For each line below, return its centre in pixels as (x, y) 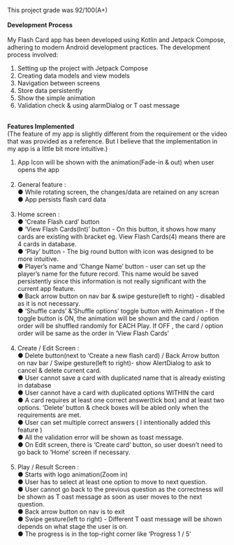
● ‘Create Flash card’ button (58, 222)
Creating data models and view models (74, 76)
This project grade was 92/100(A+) (58, 10)
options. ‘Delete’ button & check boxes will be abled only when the (113, 408)
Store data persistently (50, 91)
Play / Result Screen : (48, 467)
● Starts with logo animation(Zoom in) (72, 474)
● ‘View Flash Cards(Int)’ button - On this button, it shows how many (117, 229)
